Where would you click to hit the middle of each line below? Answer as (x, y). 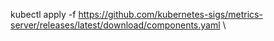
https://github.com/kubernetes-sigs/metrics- (170, 14)
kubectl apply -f (43, 14)
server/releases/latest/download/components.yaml (115, 25)
